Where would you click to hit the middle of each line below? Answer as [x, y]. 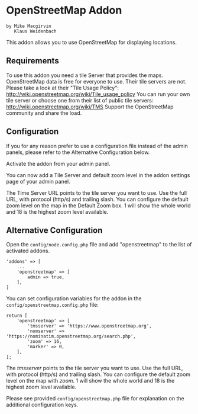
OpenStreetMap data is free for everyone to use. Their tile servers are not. [96, 81]
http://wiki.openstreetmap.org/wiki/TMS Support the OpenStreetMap [90, 107]
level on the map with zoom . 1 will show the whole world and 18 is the [90, 381]
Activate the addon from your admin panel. [58, 163]
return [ [17, 316]
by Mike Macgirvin [29, 26]
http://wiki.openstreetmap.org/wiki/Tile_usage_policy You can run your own [98, 94]
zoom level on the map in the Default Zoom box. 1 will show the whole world [98, 206]
